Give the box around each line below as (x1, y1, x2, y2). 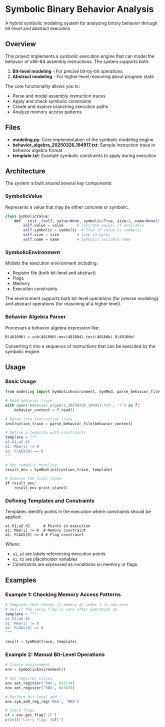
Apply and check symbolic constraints (12, 98, 91, 104)
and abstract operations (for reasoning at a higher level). (5, 301, 121, 307)
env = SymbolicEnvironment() (5, 667, 66, 672)
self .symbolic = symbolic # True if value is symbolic (23, 227, 142, 233)
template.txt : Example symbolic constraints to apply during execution (12, 152, 156, 158)
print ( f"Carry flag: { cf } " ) (5, 717, 64, 722)
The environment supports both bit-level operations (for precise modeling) (5, 295, 158, 301)
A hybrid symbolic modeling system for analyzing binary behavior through (5, 20, 158, 26)
